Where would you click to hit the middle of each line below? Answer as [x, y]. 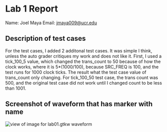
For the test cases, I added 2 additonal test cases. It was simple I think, [79, 50]
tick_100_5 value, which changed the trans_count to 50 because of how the [83, 61]
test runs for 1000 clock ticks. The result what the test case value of [76, 72]
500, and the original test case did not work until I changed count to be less [84, 83]
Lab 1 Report [32, 9]
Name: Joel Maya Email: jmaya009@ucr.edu [51, 23]
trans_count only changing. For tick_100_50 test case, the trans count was [82, 77]
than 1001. [16, 88]
